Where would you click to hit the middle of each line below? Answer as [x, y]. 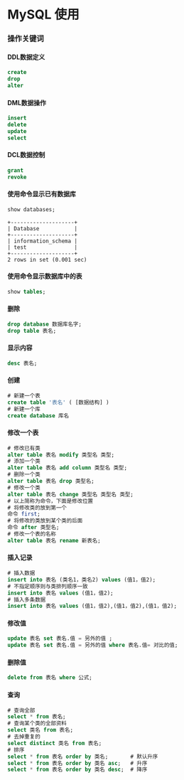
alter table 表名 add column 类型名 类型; [67, 468]
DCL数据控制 [26, 155]
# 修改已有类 [24, 448]
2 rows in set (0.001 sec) [47, 260]
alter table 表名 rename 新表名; [54, 540]
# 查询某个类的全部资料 [37, 723]
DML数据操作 [27, 102]
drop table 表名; [32, 331]
